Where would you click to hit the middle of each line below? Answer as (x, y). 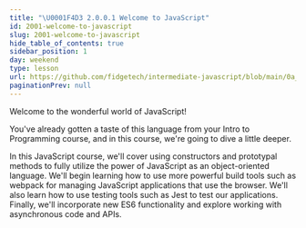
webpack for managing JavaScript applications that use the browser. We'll (149, 185)
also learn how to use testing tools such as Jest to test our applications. (144, 194)
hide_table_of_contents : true (67, 43)
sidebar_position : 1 (49, 52)
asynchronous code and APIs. (66, 213)
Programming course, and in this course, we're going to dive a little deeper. (150, 138)
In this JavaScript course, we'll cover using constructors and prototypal (143, 156)
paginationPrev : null (51, 85)
